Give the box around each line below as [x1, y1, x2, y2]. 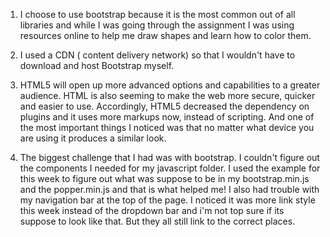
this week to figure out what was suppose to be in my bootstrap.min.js [19, 173, 310, 184]
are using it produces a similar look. [19, 132, 167, 144]
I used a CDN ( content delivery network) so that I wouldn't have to [19, 49, 296, 61]
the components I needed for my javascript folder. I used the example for [19, 162, 321, 174]
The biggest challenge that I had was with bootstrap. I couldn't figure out [19, 152, 320, 163]
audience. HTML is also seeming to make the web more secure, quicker [19, 90, 316, 101]
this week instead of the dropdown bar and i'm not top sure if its [19, 205, 285, 216]
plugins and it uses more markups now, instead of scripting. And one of [19, 111, 315, 123]
